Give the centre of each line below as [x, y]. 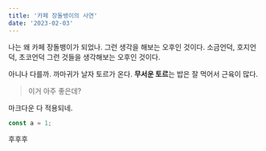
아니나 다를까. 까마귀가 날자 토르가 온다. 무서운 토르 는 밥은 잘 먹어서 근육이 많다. [133, 74]
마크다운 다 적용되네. [41, 108]
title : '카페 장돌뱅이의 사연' [53, 16]
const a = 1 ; [30, 123]
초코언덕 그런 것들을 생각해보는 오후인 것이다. [90, 57]
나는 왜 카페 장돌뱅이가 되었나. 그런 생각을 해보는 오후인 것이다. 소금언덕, [122, 47]
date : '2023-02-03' [41, 23]
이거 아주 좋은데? [55, 91]
